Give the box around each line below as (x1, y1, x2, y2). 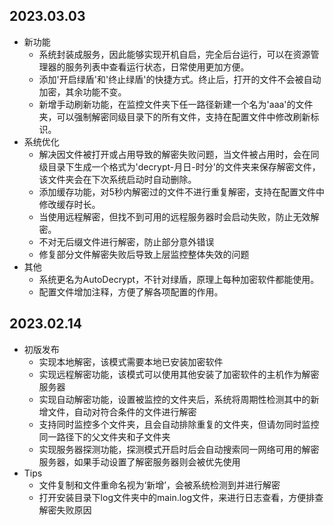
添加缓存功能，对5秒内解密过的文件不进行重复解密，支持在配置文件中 (38, 185, 325, 198)
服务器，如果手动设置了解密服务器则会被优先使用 (38, 455, 241, 468)
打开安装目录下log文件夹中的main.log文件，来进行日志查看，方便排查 (38, 491, 324, 503)
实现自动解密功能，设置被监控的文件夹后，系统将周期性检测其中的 (38, 393, 311, 405)
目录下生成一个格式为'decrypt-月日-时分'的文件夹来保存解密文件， (47, 160, 321, 173)
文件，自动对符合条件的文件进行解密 (47, 405, 197, 418)
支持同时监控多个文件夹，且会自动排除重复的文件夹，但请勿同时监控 (38, 418, 320, 430)
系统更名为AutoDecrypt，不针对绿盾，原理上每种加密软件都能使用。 (38, 273, 320, 285)
